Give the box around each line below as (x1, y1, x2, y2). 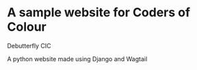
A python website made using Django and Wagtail (7, 54, 148, 63)
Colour (7, 19, 47, 35)
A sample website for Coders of (7, 5, 190, 20)
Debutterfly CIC (7, 41, 51, 50)
